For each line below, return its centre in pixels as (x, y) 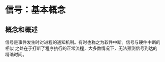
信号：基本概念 (35, 10)
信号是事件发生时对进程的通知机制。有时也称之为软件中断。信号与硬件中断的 (83, 42)
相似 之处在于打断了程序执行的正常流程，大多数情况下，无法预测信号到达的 (81, 48)
